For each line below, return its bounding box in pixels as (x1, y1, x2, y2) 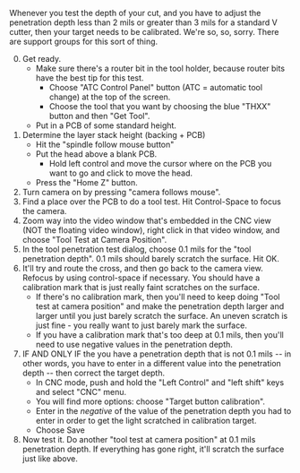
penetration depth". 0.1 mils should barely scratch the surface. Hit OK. (21, 254, 280, 263)
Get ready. (21, 54, 62, 64)
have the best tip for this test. (35, 73, 144, 83)
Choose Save (35, 425, 85, 435)
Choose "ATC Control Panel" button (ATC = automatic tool (48, 82, 262, 92)
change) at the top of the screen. (48, 91, 171, 102)
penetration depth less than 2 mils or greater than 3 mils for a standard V (9, 17, 278, 28)
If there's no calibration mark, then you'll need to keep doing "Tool (35, 291, 280, 302)
